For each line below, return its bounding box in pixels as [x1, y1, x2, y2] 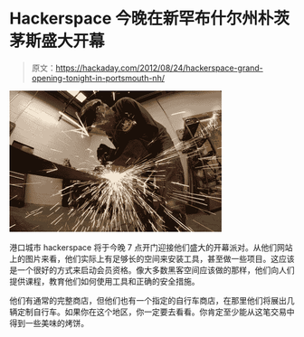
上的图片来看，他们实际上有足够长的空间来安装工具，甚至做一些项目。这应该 [9, 253, 295, 264]
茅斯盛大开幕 [9, 31, 106, 51]
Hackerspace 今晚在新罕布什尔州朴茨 [9, 8, 290, 29]
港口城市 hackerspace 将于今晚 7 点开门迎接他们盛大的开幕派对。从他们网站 [9, 241, 293, 253]
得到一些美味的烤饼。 [9, 317, 89, 328]
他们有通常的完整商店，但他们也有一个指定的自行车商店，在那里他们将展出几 [9, 295, 295, 305]
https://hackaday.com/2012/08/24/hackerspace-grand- [55, 62, 264, 73]
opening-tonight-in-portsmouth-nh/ [31, 72, 166, 83]
